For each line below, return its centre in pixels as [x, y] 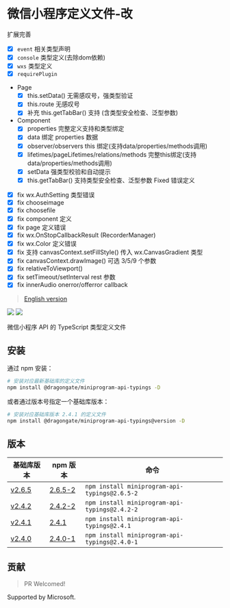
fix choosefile [36, 210]
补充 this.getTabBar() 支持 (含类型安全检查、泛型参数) [103, 113]
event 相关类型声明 [43, 49]
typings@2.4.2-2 [112, 509]
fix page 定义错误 [41, 227]
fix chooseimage [40, 202]
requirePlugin [37, 75]
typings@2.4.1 [108, 525]
